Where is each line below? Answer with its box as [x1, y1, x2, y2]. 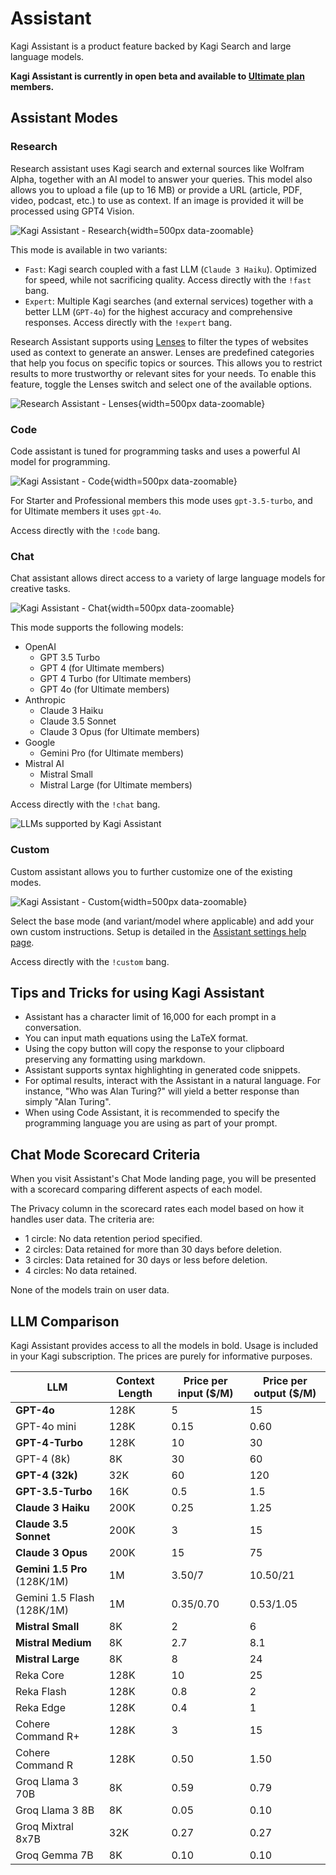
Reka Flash [15, 1684, 67, 1698]
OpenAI [24, 641, 57, 653]
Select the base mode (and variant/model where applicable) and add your [10, 915, 315, 927]
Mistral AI [24, 758, 65, 770]
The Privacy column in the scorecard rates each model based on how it [10, 1203, 305, 1215]
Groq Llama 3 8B [15, 1803, 95, 1817]
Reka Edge [15, 1700, 67, 1714]
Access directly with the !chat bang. [10, 798, 161, 811]
